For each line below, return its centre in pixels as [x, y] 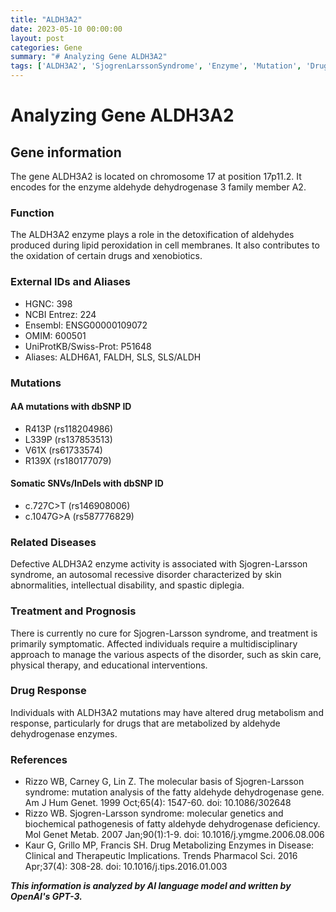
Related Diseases [53, 542]
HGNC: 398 [48, 303]
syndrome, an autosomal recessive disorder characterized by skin [146, 575]
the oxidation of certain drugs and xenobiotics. [106, 256]
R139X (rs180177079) [68, 460]
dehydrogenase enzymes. [64, 733]
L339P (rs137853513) [68, 439]
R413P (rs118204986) [69, 428]
